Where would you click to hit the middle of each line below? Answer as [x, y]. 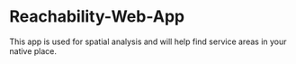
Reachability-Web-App [97, 17]
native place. [33, 50]
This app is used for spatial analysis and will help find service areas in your [148, 41]
